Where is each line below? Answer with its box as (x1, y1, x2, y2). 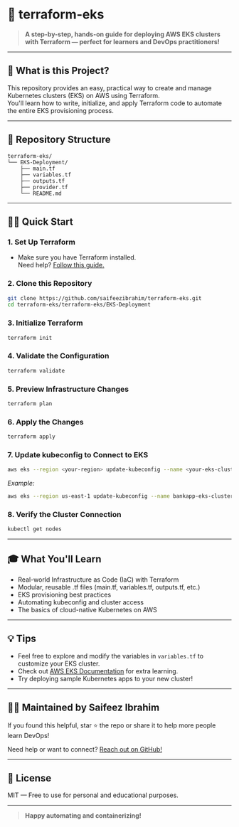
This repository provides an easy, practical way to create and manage (7, 83, 212, 92)
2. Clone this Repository (7, 279, 92, 289)
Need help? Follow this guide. (17, 261, 105, 270)
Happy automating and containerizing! (24, 811, 142, 820)
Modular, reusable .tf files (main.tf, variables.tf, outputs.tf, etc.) (17, 583, 201, 592)
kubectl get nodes (7, 525, 62, 533)
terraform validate (7, 367, 65, 374)
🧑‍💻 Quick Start (7, 215, 73, 228)
